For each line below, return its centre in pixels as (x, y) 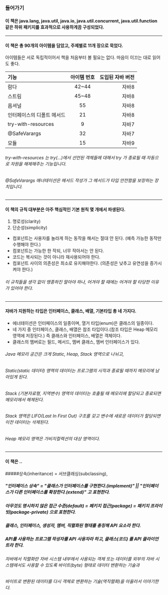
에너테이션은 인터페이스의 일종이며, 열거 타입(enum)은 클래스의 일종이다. (83, 323)
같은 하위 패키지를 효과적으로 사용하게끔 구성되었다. (55, 27)
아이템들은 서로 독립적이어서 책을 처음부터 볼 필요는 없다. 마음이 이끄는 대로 (78, 57)
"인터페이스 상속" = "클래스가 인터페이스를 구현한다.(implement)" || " (74, 486)
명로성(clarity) (26, 221)
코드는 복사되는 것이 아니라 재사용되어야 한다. (56, 257)
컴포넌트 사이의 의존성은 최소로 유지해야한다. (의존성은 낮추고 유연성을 (80, 263)
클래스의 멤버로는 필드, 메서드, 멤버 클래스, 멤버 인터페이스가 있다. (76, 342)
